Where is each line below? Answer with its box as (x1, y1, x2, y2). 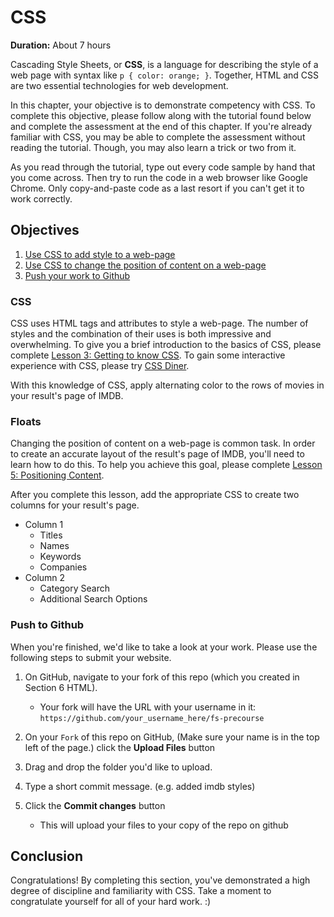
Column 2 (24, 572, 66, 584)
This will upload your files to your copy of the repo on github (39, 819, 289, 831)
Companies (39, 561, 88, 573)
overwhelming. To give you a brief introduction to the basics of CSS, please (10, 339, 322, 351)
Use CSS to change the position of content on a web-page (24, 259, 267, 271)
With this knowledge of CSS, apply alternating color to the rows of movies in (10, 379, 325, 391)
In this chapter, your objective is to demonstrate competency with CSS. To (10, 99, 316, 111)
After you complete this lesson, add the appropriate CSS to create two (10, 489, 300, 501)
